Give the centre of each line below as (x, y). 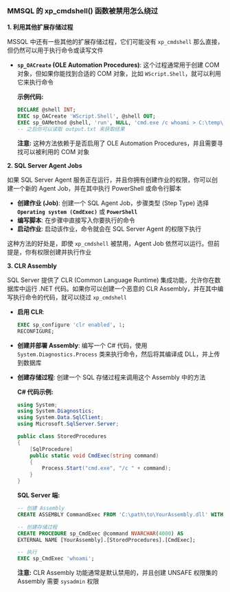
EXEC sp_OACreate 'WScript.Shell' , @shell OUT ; (86, 116)
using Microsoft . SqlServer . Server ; (68, 424)
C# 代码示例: (35, 392)
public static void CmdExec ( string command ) (94, 456)
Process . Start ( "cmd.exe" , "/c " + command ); (107, 468)
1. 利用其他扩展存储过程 (40, 27)
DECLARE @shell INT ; (46, 110)
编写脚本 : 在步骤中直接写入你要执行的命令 (76, 220)
